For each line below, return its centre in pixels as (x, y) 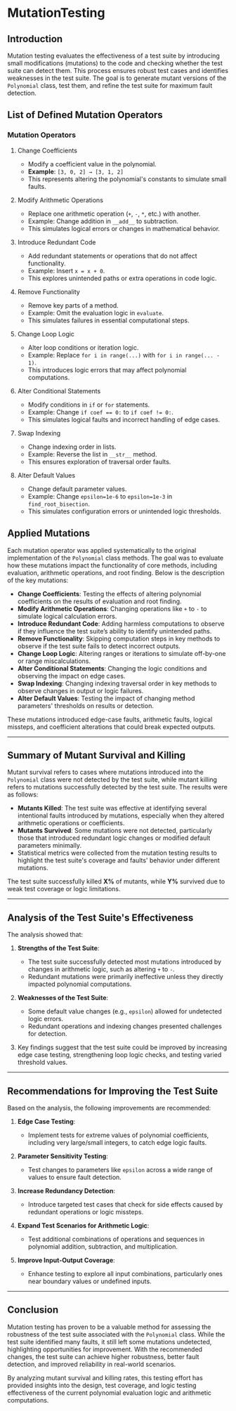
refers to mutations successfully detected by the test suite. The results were (118, 787)
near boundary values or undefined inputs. (90, 1281)
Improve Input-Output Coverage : (66, 1260)
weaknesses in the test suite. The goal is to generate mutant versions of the (117, 78)
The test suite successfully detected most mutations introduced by (125, 962)
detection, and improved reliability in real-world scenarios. (92, 1364)
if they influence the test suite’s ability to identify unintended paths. (114, 631)
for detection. (47, 1034)
